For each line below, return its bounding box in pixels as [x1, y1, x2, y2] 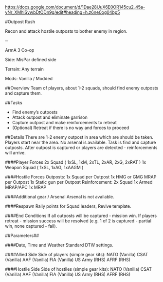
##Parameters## [5, 233, 39, 239]
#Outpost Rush [5, 19, 36, 24]
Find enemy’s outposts [12, 109, 58, 115]
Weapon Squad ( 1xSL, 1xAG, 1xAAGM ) [5, 165, 84, 170]
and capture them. [5, 90, 42, 96]
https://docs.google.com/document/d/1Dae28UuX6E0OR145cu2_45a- [5, 4, 145, 10]
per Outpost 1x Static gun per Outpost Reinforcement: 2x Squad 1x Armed [5, 179, 153, 185]
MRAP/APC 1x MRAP [5, 184, 47, 190]
